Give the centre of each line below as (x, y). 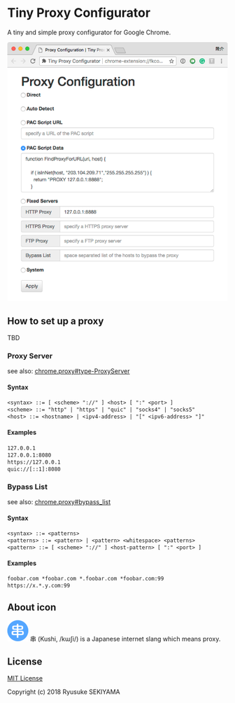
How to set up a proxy (56, 321)
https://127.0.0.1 (34, 462)
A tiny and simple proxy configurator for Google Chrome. (89, 32)
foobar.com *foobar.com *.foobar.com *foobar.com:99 (86, 579)
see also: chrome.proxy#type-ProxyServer (69, 371)
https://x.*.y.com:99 (39, 586)
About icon (32, 607)
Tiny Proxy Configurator (79, 13)
